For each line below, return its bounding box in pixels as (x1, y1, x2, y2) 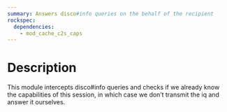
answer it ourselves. (7, 98, 66, 106)
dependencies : (13, 23, 54, 30)
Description (7, 60, 77, 76)
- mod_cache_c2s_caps (20, 29, 82, 37)
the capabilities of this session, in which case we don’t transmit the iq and (7, 90, 220, 99)
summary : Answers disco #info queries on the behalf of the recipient (7, 10, 214, 17)
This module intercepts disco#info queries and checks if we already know (7, 83, 220, 92)
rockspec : (7, 17, 36, 24)
